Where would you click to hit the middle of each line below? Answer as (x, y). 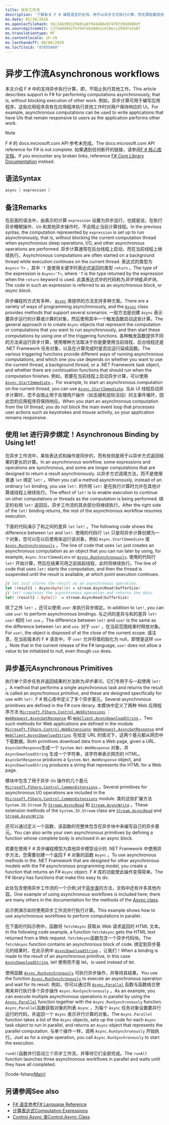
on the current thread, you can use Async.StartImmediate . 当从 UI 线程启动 (82, 389)
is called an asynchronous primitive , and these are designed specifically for (83, 693)
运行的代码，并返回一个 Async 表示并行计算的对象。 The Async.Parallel (79, 1014)
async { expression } (28, 190)
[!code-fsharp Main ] (26, 1074)
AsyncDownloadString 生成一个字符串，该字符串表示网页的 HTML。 (74, 754)
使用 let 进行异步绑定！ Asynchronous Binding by (82, 435)
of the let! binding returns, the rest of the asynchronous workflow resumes (84, 510)
